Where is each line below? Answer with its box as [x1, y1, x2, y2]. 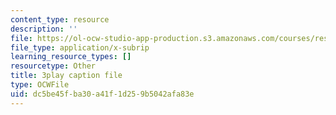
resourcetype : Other [10, 61, 97, 71]
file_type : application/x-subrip [10, 42, 150, 53]
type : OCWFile [10, 80, 70, 90]
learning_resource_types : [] [10, 52, 132, 62]
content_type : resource [10, 14, 110, 25]
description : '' [10, 24, 78, 34]
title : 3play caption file [10, 71, 123, 81]
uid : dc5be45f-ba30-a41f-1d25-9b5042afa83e [10, 89, 195, 99]
